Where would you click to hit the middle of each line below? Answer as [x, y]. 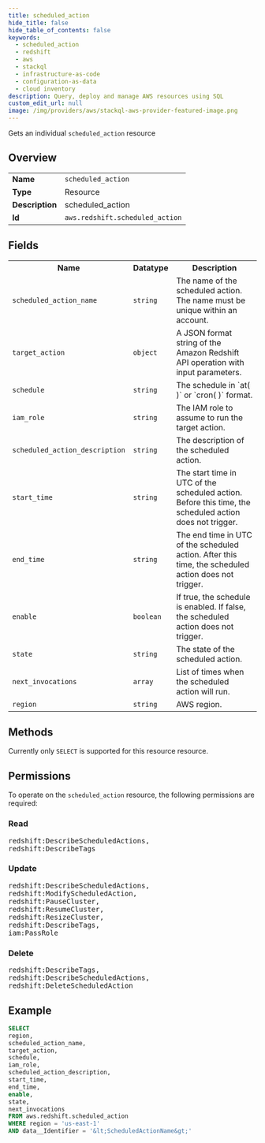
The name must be [211, 300]
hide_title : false [38, 23]
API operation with [210, 362]
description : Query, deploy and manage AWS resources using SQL [116, 96]
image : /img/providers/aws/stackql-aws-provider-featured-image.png [123, 111]
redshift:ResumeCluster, [56, 909]
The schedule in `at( [213, 385]
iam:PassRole [34, 933]
